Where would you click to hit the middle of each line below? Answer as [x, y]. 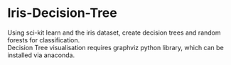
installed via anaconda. [41, 55]
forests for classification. [44, 40]
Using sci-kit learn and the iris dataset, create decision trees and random [114, 32]
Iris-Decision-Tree [62, 13]
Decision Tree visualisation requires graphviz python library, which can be [116, 47]
